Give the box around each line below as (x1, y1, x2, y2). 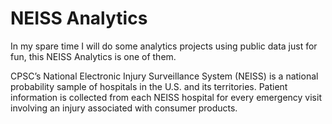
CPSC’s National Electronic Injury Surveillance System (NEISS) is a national (10, 70, 319, 82)
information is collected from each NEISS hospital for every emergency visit (10, 91, 322, 103)
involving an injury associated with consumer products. (10, 102, 238, 114)
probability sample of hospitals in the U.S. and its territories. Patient (10, 80, 288, 92)
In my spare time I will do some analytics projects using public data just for (10, 40, 318, 52)
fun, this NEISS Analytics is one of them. (10, 50, 177, 62)
